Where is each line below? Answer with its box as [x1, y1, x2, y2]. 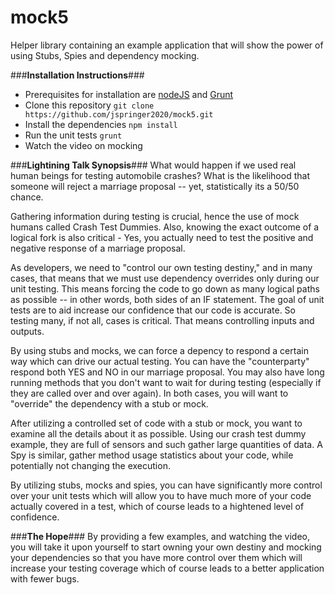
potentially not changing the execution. [10, 459, 171, 471]
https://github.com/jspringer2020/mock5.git [24, 109, 214, 120]
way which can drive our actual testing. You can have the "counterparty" [10, 355, 310, 367]
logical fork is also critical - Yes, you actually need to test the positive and [10, 231, 314, 243]
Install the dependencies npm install [24, 118, 178, 130]
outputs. [10, 325, 45, 337]
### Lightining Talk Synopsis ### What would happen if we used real [10, 159, 297, 171]
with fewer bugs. [10, 572, 80, 585]
